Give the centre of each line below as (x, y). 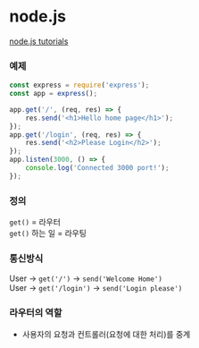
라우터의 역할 (36, 313)
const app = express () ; (54, 94)
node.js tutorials (39, 41)
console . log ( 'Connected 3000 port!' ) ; (97, 168)
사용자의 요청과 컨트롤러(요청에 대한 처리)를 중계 (106, 334)
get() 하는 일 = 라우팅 (48, 233)
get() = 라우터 (35, 222)
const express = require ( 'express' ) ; (79, 85)
